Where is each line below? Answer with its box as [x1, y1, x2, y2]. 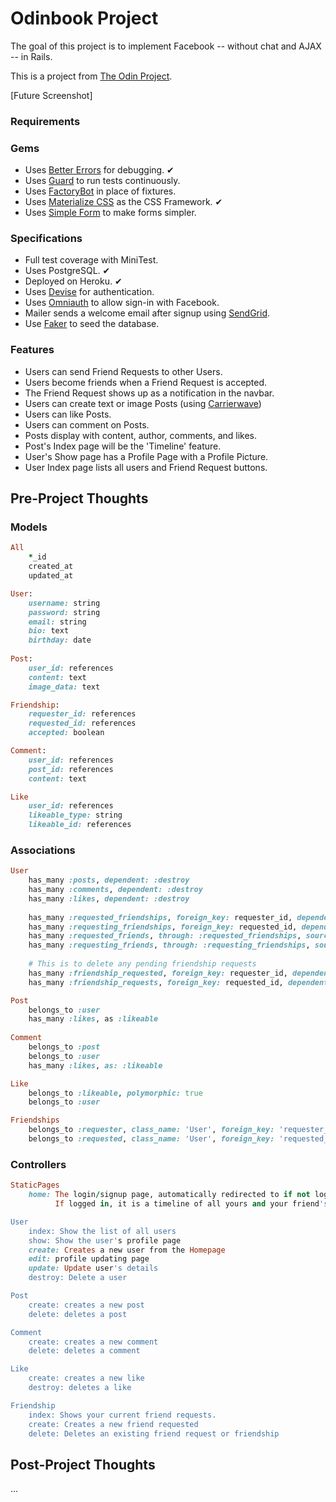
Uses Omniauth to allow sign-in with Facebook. [24, 297, 220, 309]
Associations [10, 843, 76, 857]
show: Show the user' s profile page [28, 1235, 182, 1246]
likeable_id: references [28, 820, 132, 830]
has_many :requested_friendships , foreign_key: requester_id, [28, 912, 293, 922]
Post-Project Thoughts [10, 1456, 156, 1473]
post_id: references [28, 764, 114, 774]
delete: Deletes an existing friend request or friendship [28, 1428, 280, 1439]
